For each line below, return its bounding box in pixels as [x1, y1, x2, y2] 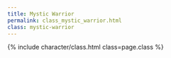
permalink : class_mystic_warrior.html [7, 17, 122, 24]
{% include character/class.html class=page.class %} [7, 43, 165, 52]
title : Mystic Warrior [7, 10, 75, 18]
